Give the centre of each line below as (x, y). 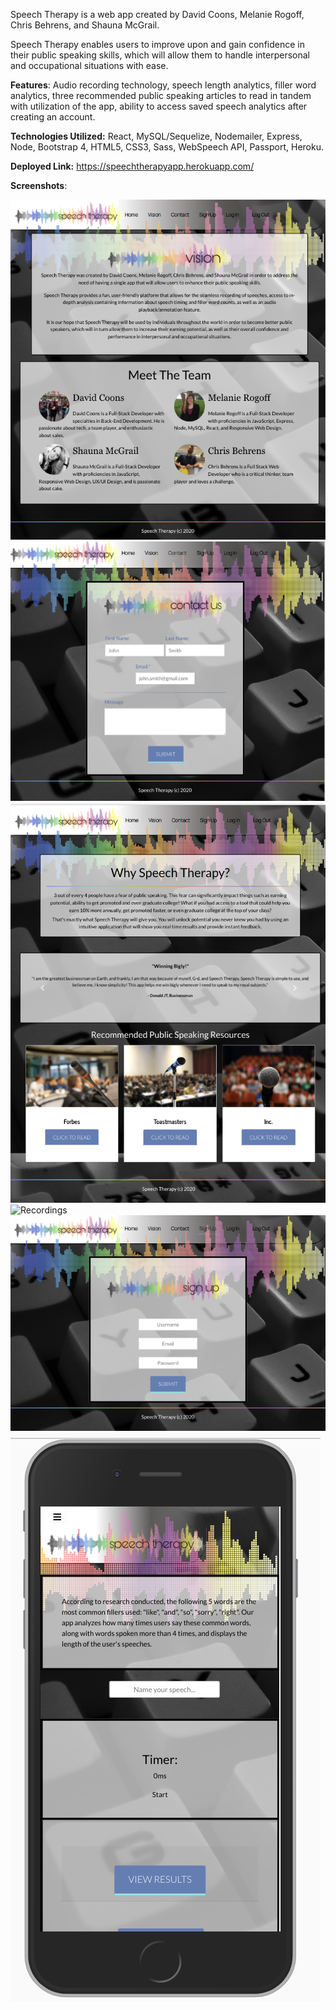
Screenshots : (39, 185)
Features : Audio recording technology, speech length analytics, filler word (163, 85)
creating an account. (53, 117)
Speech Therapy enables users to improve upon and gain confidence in (157, 44)
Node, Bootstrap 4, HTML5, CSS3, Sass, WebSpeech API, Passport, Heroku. (167, 147)
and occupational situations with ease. (89, 65)
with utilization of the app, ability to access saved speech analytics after (159, 106)
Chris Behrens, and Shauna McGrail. (85, 25)
